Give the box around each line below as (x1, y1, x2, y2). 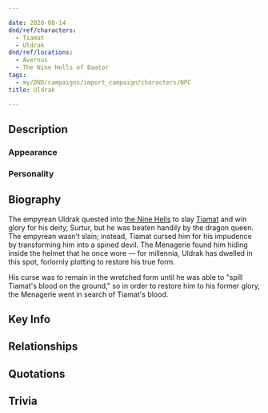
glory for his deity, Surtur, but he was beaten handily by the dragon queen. (8, 222, 254, 233)
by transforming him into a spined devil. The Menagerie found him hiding (8, 240, 248, 249)
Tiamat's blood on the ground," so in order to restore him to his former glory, (8, 281, 260, 290)
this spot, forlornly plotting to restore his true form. (8, 257, 176, 266)
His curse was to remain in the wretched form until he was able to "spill (8, 272, 243, 281)
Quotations (8, 366, 66, 381)
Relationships (8, 340, 78, 354)
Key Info (8, 312, 50, 326)
